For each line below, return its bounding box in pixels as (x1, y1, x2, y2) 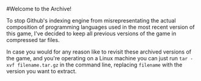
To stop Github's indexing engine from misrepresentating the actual (6, 17, 176, 24)
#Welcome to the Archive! (6, 5, 72, 12)
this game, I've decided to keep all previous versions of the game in (6, 30, 177, 37)
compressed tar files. (6, 37, 60, 43)
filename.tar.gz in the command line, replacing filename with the (17, 61, 183, 68)
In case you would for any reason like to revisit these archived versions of (6, 48, 191, 55)
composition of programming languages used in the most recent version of (6, 24, 195, 30)
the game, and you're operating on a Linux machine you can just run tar (6, 55, 188, 62)
